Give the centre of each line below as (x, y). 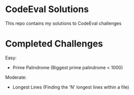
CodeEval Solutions (47, 9)
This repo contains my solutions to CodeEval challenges (63, 23)
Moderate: (16, 77)
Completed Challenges (54, 44)
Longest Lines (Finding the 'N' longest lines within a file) (71, 87)
